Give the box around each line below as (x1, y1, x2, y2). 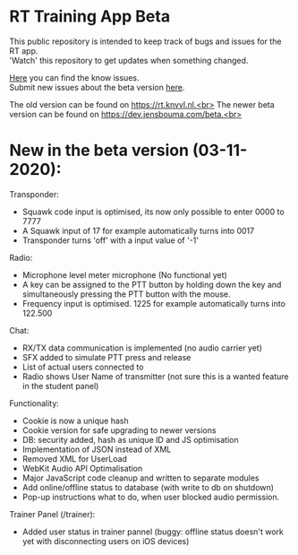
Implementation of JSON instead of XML (21, 444, 172, 455)
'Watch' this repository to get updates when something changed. (9, 55, 249, 65)
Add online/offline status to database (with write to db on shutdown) (21, 481, 275, 492)
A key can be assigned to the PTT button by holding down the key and (21, 279, 282, 290)
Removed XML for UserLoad (21, 453, 128, 464)
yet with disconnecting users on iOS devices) (21, 535, 190, 546)
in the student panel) (21, 380, 99, 391)
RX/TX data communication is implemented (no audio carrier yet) (21, 343, 262, 353)
